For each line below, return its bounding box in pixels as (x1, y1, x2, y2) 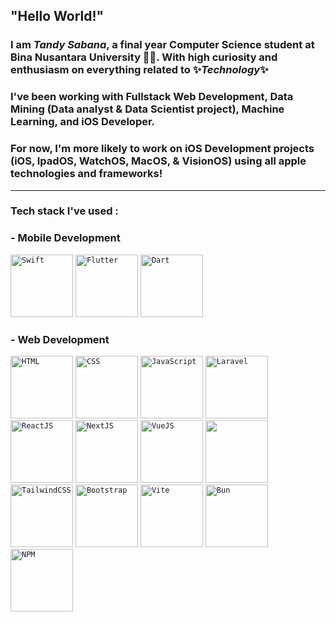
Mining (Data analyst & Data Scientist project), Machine (10, 102, 285, 116)
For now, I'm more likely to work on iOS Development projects (10, 142, 315, 156)
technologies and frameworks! (10, 167, 163, 181)
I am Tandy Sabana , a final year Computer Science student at (10, 38, 315, 52)
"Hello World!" (10, 8, 105, 25)
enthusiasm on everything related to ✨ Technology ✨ (10, 63, 269, 77)
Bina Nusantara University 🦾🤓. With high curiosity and (10, 50, 278, 64)
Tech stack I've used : (10, 204, 119, 218)
